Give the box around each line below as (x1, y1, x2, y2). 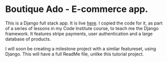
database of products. (5, 36, 51, 42)
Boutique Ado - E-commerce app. (5, 3, 148, 15)
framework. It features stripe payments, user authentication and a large (5, 30, 153, 36)
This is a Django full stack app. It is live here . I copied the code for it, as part (5, 20, 162, 26)
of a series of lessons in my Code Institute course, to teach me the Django (5, 25, 159, 31)
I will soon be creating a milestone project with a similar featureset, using (5, 45, 156, 51)
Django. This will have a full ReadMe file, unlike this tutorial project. (5, 51, 144, 57)
